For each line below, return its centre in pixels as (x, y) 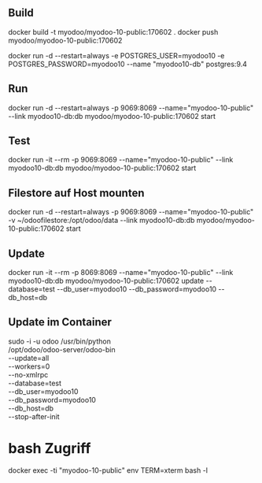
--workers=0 (29, 366)
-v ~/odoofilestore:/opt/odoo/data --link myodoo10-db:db (101, 221)
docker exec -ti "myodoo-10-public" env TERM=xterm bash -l (108, 470)
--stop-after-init (34, 416)
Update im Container (60, 322)
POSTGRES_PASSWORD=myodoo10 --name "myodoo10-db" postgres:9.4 (128, 64)
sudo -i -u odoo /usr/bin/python (60, 341)
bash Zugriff (50, 449)
